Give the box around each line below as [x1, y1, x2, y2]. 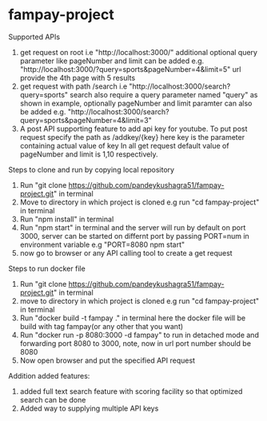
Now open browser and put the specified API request [19, 355, 196, 365]
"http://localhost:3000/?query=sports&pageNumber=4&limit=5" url [19, 64, 241, 73]
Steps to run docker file [8, 264, 86, 273]
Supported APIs [8, 32, 61, 42]
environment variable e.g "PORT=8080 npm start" [19, 240, 185, 249]
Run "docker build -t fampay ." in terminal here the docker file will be [19, 313, 246, 323]
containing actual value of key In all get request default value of [19, 141, 229, 150]
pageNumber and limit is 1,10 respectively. [19, 149, 158, 159]
